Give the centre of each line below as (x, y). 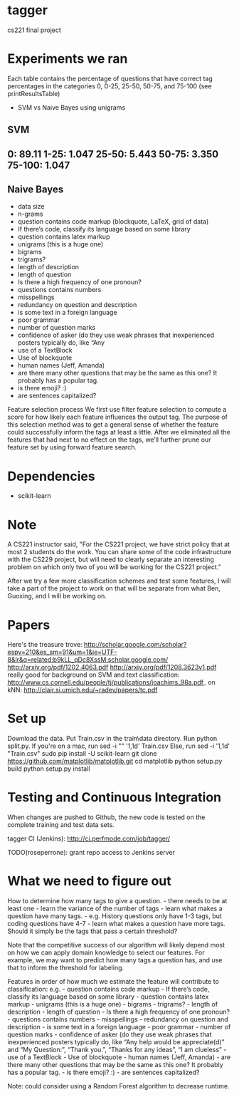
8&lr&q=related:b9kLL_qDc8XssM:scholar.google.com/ (88, 660)
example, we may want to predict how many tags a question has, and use (115, 960)
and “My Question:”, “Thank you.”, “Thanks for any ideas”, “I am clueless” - (117, 1050)
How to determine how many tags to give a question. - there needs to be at (117, 901)
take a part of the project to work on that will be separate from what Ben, (114, 588)
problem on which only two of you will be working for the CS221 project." (115, 567)
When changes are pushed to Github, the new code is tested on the (106, 817)
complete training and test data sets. (61, 825)
